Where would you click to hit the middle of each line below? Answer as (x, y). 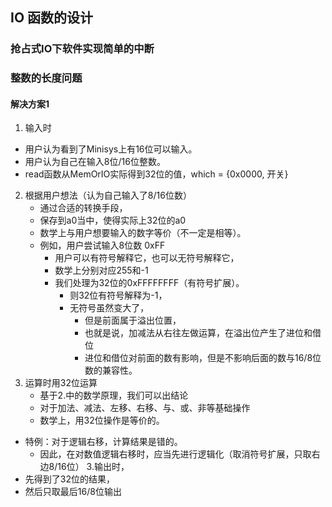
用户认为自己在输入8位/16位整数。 (95, 162)
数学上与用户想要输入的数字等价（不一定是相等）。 (143, 233)
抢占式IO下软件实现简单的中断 (82, 49)
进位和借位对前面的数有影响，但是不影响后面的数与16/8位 (203, 358)
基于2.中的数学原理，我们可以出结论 (114, 395)
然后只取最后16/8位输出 (73, 492)
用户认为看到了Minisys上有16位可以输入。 (111, 149)
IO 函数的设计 (52, 18)
